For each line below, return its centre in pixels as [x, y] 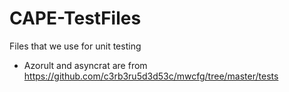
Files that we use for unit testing [75, 46]
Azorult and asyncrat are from [85, 65]
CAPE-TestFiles [75, 18]
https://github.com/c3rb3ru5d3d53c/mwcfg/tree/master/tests [151, 76]
